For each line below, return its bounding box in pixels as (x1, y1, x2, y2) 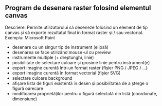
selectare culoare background (12, 75, 72, 81)
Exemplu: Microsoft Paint (5, 35, 55, 40)
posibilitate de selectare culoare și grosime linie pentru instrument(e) (12, 59, 150, 65)
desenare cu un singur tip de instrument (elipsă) (12, 44, 108, 50)
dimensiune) (12, 96, 37, 102)
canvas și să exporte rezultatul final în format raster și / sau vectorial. (5, 29, 144, 35)
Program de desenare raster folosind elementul (5, 4, 151, 12)
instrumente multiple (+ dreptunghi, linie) (12, 54, 94, 60)
